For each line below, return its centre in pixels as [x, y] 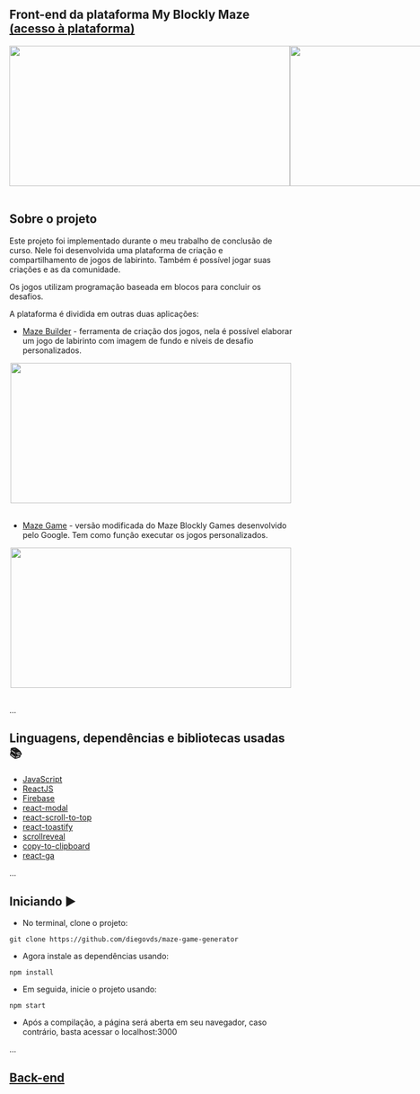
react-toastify [48, 827]
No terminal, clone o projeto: [75, 923]
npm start [28, 1006]
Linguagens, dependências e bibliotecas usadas [147, 739]
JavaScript [42, 780]
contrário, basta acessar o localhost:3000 [100, 1032]
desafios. [26, 296]
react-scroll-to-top [57, 817]
